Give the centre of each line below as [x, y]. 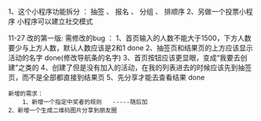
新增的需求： [26, 93]
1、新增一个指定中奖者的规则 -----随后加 [85, 102]
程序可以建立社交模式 [58, 21]
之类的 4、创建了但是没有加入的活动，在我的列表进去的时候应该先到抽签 [135, 68]
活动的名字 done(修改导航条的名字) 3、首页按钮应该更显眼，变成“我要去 [125, 58]
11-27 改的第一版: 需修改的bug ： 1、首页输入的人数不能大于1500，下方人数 [130, 38]
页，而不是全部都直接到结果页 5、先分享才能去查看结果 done [107, 77]
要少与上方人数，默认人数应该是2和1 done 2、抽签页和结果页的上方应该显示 [131, 48]
